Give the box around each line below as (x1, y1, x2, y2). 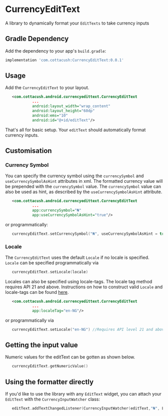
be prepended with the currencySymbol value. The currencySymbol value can (5, 184, 161, 190)
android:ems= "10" (31, 113, 68, 118)
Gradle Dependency (5, 35, 69, 43)
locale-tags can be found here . (5, 289, 69, 295)
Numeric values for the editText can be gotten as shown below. (5, 354, 135, 360)
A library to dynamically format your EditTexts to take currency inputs (5, 20, 149, 26)
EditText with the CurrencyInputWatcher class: (5, 396, 100, 402)
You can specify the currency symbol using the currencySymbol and (5, 173, 144, 179)
